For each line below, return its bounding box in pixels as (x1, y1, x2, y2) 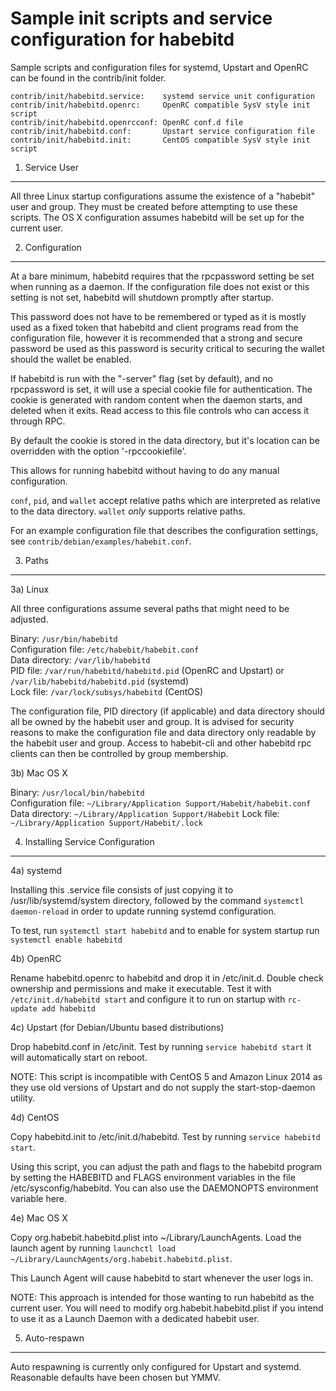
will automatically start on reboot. (10, 1051, 148, 1063)
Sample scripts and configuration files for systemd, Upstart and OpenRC (10, 61, 309, 73)
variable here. (10, 1192, 68, 1204)
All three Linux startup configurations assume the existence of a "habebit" (10, 190, 316, 202)
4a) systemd (10, 864, 63, 876)
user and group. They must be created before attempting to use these (10, 200, 298, 212)
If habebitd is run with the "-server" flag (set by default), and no (10, 372, 273, 384)
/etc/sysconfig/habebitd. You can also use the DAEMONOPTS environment (10, 1182, 319, 1194)
